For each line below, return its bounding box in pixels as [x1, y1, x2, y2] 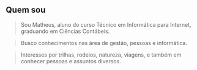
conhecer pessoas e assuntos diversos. [20, 57, 122, 65]
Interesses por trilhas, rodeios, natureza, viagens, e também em [20, 51, 182, 58]
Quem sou [6, 5, 46, 15]
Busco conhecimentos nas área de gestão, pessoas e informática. [20, 39, 188, 46]
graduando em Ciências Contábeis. [20, 27, 110, 35]
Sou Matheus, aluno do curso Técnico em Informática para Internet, [20, 21, 191, 28]
